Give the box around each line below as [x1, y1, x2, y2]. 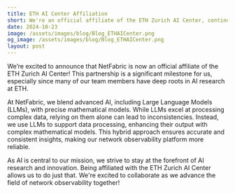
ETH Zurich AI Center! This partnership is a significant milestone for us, [7, 69, 213, 78]
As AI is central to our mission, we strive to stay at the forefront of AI [7, 156, 204, 165]
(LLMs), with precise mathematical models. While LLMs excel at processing [7, 106, 225, 113]
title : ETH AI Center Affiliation [7, 10, 108, 18]
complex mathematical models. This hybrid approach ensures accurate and [7, 127, 225, 136]
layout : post [7, 43, 45, 50]
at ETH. [7, 85, 29, 92]
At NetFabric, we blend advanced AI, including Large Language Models [7, 98, 213, 106]
